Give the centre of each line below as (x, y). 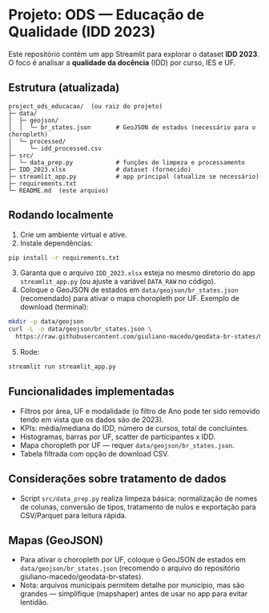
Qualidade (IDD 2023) (82, 32)
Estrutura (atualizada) (64, 88)
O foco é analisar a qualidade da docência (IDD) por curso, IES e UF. (122, 63)
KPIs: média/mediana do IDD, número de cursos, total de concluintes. (134, 428)
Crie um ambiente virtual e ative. (73, 234)
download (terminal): (54, 307)
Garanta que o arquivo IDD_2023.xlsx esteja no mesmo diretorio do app (137, 273)
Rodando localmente (61, 215)
